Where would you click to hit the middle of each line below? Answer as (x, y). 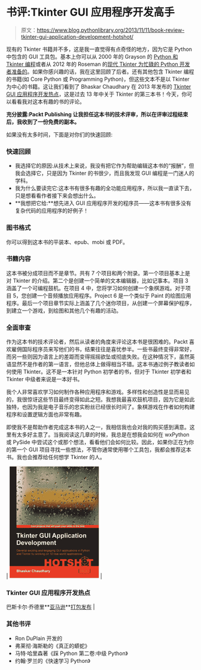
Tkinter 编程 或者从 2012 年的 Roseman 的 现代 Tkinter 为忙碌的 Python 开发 (98, 64)
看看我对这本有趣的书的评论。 (48, 101)
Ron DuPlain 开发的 (39, 638)
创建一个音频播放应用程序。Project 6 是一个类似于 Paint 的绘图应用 (109, 295)
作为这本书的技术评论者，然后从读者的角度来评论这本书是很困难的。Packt (97, 342)
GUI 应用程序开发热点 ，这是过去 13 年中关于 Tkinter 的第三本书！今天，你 (97, 94)
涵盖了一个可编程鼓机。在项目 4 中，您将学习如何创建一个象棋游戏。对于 (96, 288)
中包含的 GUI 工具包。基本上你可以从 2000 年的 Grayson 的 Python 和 (92, 56)
